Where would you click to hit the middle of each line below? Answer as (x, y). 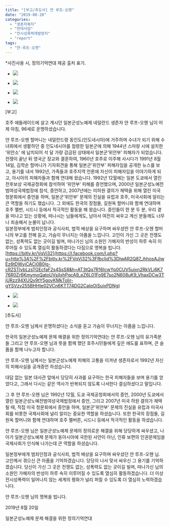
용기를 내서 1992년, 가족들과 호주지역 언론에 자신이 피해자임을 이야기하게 (84, 171)
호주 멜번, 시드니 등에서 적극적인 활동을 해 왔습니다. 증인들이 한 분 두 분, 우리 (81, 209)
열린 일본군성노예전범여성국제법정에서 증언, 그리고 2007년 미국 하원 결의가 (79, 401)
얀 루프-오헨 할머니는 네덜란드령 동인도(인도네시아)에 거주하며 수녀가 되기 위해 (82, 140)
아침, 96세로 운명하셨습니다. (38, 129)
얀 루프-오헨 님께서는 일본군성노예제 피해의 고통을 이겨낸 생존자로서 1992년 (80, 360)
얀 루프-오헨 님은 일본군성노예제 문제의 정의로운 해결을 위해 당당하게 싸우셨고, (82, 431)
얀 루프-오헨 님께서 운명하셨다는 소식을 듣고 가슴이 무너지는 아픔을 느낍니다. (80, 326)
